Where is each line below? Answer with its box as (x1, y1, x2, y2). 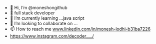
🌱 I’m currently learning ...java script (9, 15, 84, 21)
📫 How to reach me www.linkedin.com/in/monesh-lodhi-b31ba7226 (9, 26, 151, 32)
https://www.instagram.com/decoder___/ (9, 33, 94, 39)
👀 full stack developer (9, 10, 55, 16)
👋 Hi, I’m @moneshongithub (9, 5, 67, 10)
